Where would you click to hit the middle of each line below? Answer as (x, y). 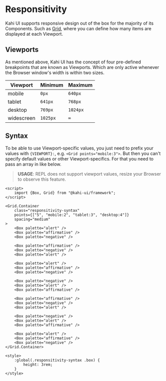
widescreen (22, 118)
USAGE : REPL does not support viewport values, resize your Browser (89, 174)
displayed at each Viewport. (34, 34)
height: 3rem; (38, 364)
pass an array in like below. (33, 164)
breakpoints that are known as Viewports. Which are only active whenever (82, 67)
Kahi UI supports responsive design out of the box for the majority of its (79, 23)
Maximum (80, 85)
